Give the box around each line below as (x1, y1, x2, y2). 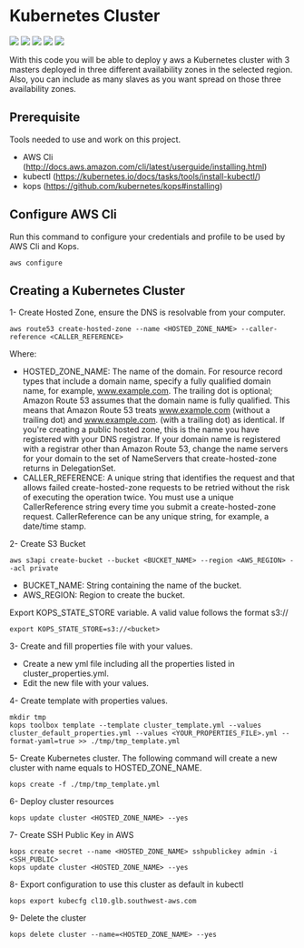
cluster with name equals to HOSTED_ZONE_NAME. (9, 762, 202, 773)
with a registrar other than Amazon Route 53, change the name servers (22, 443, 289, 455)
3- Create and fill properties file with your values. (9, 640, 193, 651)
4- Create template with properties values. (9, 695, 168, 706)
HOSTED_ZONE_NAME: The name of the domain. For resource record (22, 366, 283, 378)
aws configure (9, 258, 64, 267)
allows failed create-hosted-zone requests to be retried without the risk (22, 482, 290, 493)
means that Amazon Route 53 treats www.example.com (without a (22, 405, 270, 416)
